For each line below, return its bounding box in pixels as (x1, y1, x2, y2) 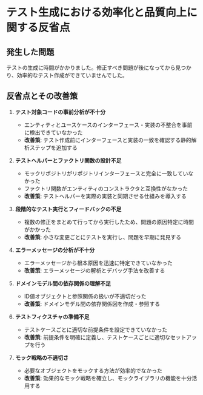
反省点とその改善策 (6, 91, 78, 101)
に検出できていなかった (24, 129, 83, 136)
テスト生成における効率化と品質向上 (6, 5, 187, 19)
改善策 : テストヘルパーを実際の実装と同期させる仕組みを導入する (24, 192, 187, 200)
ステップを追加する (29, 144, 78, 151)
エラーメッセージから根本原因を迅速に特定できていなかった (24, 259, 173, 266)
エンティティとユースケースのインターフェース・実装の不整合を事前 (24, 121, 193, 128)
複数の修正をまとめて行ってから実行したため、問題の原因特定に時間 (24, 218, 194, 225)
